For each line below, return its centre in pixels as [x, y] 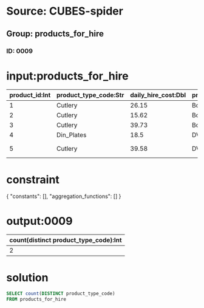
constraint [33, 180]
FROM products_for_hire [36, 299]
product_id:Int [30, 95]
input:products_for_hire [67, 76]
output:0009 [39, 221]
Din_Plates [72, 135]
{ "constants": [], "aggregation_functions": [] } [64, 196]
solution [27, 277]
